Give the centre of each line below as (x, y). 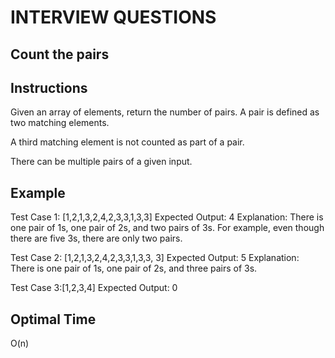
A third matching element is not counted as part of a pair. (127, 142)
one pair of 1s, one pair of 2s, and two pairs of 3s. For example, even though (167, 228)
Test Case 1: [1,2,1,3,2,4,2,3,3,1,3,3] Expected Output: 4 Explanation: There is (167, 217)
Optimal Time (53, 319)
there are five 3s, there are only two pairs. (96, 238)
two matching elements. (60, 123)
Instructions (49, 87)
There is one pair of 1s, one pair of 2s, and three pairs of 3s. (134, 268)
